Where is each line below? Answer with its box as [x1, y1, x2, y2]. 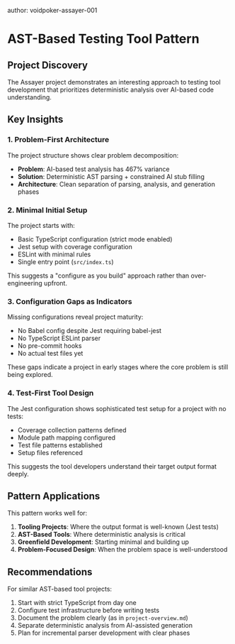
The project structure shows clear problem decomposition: [7, 151, 179, 159]
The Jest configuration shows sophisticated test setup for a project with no [7, 404, 227, 413]
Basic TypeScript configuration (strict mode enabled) [17, 234, 173, 244]
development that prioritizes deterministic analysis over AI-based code [7, 85, 214, 94]
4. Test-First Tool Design [7, 388, 94, 398]
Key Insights [7, 114, 64, 126]
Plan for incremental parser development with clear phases [17, 628, 190, 638]
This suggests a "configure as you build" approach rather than [7, 271, 190, 280]
